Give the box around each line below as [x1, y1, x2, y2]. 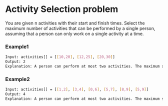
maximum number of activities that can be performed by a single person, [5, 25, 155, 31]
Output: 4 [5, 91, 26, 97]
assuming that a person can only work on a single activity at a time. [5, 30, 144, 36]
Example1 [5, 43, 29, 50]
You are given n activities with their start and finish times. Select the [5, 20, 145, 26]
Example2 [5, 75, 30, 82]
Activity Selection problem [5, 3, 118, 15]
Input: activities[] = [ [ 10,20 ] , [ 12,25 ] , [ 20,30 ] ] [5, 54, 115, 59]
